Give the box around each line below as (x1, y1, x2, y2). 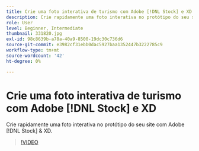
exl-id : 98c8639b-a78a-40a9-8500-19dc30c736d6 (6, 36, 123, 42)
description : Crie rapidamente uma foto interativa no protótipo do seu (6, 14, 190, 20)
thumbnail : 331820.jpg (6, 31, 62, 37)
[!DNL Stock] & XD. (6, 127, 53, 134)
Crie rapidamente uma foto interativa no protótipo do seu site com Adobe (6, 121, 185, 128)
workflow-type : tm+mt (6, 47, 60, 53)
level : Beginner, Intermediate (6, 25, 84, 31)
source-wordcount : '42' (6, 53, 65, 59)
